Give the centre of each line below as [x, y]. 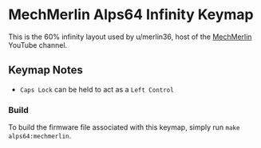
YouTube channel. [38, 45]
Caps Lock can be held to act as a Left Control [97, 89]
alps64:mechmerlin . [40, 136]
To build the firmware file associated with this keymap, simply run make [124, 127]
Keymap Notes [46, 70]
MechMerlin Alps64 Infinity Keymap [131, 15]
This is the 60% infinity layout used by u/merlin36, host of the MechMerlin [130, 37]
